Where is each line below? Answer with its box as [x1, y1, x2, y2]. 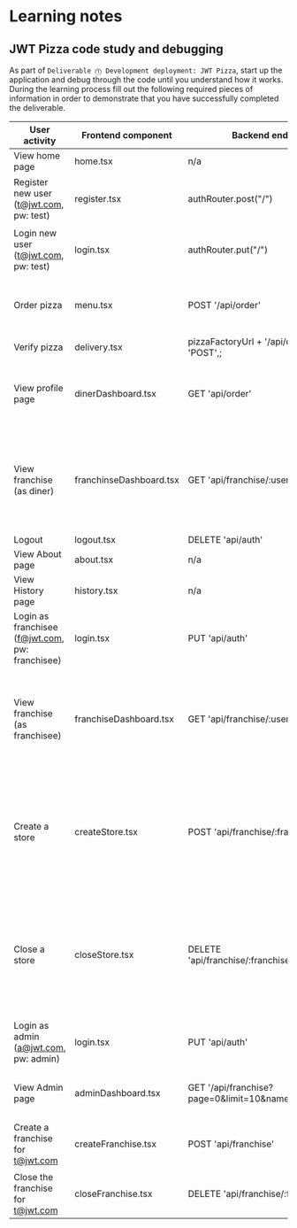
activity [23, 135, 57, 147]
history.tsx [74, 584, 118, 597]
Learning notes [9, 6, 123, 27]
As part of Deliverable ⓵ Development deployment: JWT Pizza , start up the [9, 65, 283, 75]
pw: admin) [13, 1053, 60, 1064]
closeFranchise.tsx [74, 1188, 153, 1200]
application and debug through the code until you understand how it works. [9, 74, 284, 85]
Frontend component [81, 129, 172, 141]
